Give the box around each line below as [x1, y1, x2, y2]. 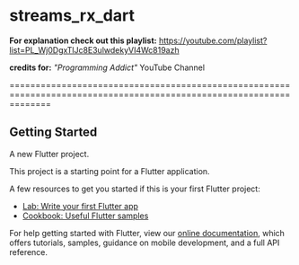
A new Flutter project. [9, 148, 90, 159]
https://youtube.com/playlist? [158, 35, 268, 46]
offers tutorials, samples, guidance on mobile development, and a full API [9, 237, 280, 248]
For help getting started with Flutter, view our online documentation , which [9, 227, 286, 238]
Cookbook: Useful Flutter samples [22, 210, 149, 221]
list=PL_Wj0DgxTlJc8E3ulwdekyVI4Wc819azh [9, 44, 180, 55]
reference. [9, 246, 48, 257]
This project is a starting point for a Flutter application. [9, 165, 210, 176]
